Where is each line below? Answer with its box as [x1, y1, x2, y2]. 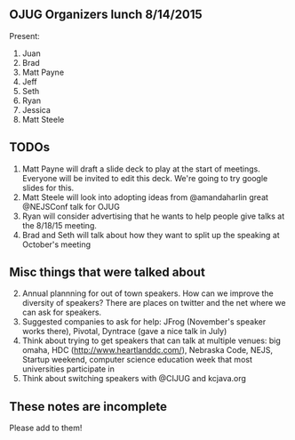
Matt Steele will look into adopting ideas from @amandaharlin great [21, 191, 269, 203]
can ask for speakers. [21, 307, 102, 318]
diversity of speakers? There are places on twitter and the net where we [21, 298, 286, 308]
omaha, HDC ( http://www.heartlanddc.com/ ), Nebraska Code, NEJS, [21, 345, 274, 356]
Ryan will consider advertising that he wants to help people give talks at [21, 211, 285, 221]
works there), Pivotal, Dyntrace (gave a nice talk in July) [21, 326, 227, 337]
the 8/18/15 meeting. [21, 220, 98, 230]
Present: [9, 30, 40, 41]
